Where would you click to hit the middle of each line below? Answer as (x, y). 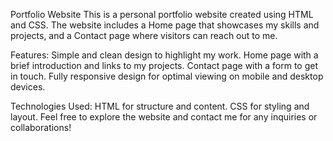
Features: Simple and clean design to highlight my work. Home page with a (164, 55)
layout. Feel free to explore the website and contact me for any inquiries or (164, 117)
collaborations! (41, 127)
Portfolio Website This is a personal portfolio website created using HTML (162, 14)
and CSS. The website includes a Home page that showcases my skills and (165, 25)
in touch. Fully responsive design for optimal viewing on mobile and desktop (167, 76)
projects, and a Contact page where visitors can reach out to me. (144, 35)
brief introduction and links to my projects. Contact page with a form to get (164, 65)
